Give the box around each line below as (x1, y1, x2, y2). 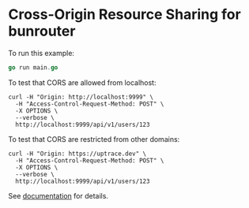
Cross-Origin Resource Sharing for (8, 6, 241, 24)
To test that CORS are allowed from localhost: (8, 77, 157, 87)
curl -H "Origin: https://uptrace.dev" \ (8, 150, 147, 158)
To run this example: (8, 48, 75, 58)
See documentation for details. (8, 191, 109, 200)
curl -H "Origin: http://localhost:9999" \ (8, 93, 154, 101)
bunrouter (8, 22, 76, 40)
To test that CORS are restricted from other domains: (8, 134, 180, 143)
